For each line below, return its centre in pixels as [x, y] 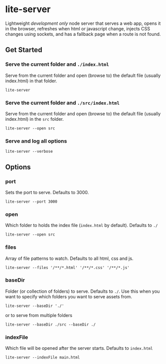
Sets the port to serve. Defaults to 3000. [47, 192]
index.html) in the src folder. [35, 119]
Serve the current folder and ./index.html [57, 64]
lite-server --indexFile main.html [43, 357]
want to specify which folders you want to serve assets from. [69, 296]
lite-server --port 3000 [31, 201]
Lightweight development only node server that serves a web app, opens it [83, 23]
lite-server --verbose [29, 152]
